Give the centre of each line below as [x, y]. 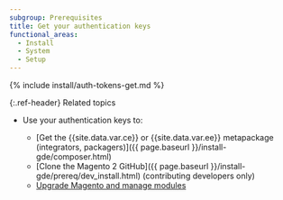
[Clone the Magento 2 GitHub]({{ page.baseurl [122, 166]
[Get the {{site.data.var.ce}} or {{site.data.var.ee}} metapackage [155, 137]
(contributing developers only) [199, 176]
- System [34, 51]
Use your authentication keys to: [82, 120]
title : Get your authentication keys [80, 26]
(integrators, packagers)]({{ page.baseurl [113, 147]
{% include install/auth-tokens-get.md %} [87, 85]
